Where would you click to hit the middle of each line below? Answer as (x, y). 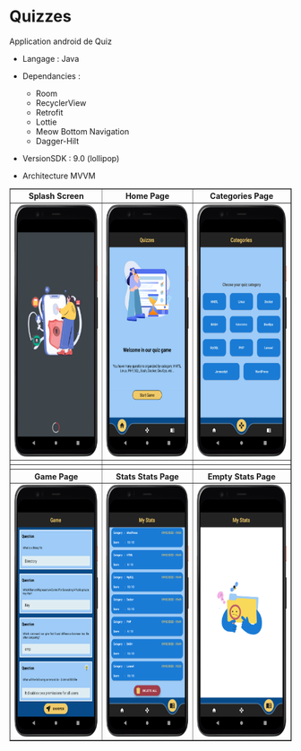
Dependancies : (51, 76)
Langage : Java (51, 58)
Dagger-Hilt (57, 141)
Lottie (46, 122)
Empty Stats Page (241, 476)
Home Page (147, 196)
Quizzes (40, 17)
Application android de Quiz (60, 41)
